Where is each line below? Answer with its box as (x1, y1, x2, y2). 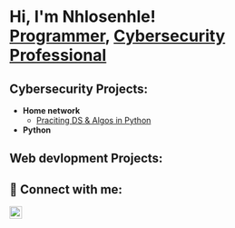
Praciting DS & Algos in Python (35, 115, 152, 125)
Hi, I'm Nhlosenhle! (9, 6, 156, 27)
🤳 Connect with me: (9, 182, 122, 197)
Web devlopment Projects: (9, 151, 163, 166)
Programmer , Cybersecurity (9, 25, 226, 46)
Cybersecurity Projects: (9, 81, 148, 96)
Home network (22, 105, 81, 115)
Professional (9, 45, 107, 65)
